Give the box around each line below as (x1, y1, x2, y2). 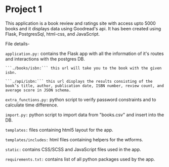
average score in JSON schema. (5, 87, 71, 93)
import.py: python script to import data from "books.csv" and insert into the (5, 112, 164, 118)
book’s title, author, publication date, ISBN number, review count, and (5, 83, 164, 88)
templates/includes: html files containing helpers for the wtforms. (5, 136, 143, 142)
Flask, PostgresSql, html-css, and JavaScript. (5, 31, 100, 37)
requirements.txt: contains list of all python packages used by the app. (5, 156, 155, 162)
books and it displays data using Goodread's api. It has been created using (5, 25, 161, 31)
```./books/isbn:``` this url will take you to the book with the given (5, 66, 162, 71)
